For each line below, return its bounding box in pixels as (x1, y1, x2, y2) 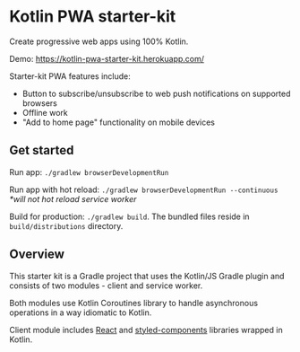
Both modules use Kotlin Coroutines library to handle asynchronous (9, 297, 258, 308)
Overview (9, 247, 65, 262)
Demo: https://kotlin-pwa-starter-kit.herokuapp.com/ (9, 53, 204, 64)
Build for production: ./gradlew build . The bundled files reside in (9, 211, 250, 222)
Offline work (21, 107, 69, 118)
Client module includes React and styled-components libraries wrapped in (9, 324, 284, 335)
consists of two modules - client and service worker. (9, 280, 203, 291)
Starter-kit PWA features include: (9, 70, 132, 82)
